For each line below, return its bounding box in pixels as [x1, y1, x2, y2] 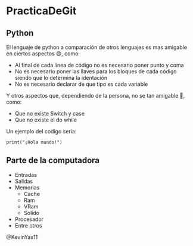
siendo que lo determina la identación [14, 74, 108, 81]
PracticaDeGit [6, 4, 77, 18]
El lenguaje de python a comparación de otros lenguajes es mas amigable [6, 43, 188, 51]
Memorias [14, 183, 40, 191]
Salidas [14, 178, 33, 185]
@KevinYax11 [6, 233, 38, 241]
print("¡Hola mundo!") [6, 139, 63, 145]
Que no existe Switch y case [14, 110, 85, 117]
